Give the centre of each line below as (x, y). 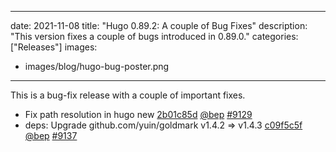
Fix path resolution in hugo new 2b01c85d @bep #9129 (138, 114)
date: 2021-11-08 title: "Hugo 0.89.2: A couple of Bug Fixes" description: (159, 25)
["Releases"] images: (54, 47)
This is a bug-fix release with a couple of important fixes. (128, 95)
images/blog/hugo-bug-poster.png (97, 66)
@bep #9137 (51, 135)
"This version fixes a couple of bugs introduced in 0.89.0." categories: (154, 36)
